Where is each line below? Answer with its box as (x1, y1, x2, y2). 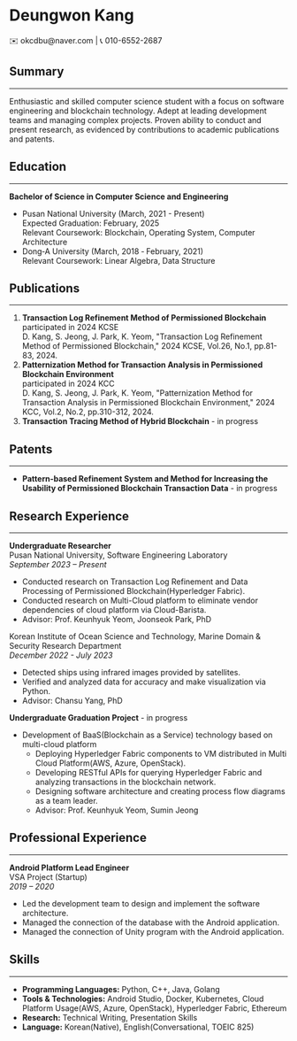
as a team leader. (34, 796, 99, 806)
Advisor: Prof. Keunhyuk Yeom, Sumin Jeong (34, 805, 199, 815)
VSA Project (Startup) (9, 871, 88, 882)
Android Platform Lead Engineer (9, 862, 130, 873)
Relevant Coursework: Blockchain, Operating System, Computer (21, 227, 255, 237)
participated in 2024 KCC (21, 378, 115, 389)
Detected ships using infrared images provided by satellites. (21, 667, 241, 677)
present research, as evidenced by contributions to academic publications (9, 124, 280, 135)
